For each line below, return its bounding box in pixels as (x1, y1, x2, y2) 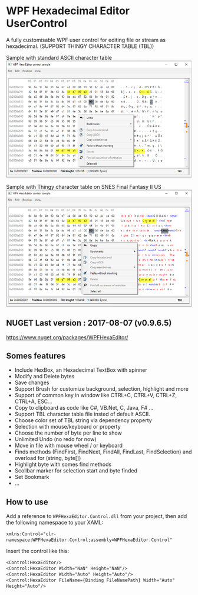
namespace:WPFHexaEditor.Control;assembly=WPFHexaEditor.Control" (6, 537, 173, 543)
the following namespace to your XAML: (6, 519, 104, 526)
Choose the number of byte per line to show (14, 429, 122, 436)
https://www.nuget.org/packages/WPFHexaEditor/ (6, 333, 128, 341)
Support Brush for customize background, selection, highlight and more (14, 385, 189, 393)
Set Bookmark (14, 474, 49, 481)
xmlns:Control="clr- (6, 531, 57, 537)
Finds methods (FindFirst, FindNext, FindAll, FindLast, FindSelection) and (14, 448, 192, 455)
